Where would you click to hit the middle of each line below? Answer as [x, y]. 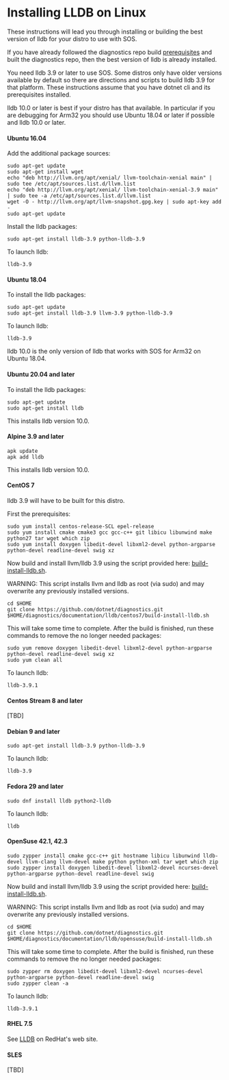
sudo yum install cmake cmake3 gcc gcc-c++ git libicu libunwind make [110, 532]
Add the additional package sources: [59, 154]
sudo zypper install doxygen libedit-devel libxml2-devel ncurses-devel [113, 868]
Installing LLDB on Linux [77, 13]
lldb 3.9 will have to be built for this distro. [66, 500]
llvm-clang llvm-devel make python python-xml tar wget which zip [122, 861]
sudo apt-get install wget [45, 172]
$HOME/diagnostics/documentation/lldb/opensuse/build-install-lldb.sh [110, 939]
